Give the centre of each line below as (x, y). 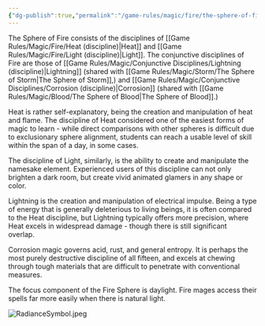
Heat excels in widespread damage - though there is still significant (118, 226)
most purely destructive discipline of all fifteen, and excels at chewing (121, 257)
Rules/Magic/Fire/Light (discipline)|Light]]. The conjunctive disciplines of (126, 54)
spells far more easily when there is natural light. (87, 298)
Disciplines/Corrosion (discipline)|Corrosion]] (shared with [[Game (116, 88)
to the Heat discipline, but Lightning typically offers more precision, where (129, 217)
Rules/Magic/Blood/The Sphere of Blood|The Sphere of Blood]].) (113, 96)
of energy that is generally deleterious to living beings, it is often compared (130, 209)
